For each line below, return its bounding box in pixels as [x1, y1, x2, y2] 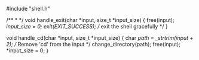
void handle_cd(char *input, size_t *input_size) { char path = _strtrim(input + [6, 34, 194, 41]
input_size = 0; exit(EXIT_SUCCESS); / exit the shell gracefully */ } [6, 23, 169, 30]
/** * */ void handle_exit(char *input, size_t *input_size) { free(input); [6, 17, 174, 23]
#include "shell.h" [6, 5, 50, 12]
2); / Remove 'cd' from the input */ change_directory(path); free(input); [6, 41, 181, 48]
